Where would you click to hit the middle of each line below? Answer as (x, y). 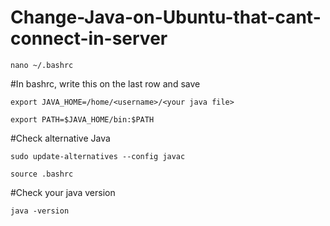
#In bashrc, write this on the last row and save (105, 83)
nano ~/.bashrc (42, 65)
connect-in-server (89, 38)
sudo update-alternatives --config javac (98, 156)
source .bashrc (42, 174)
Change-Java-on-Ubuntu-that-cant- (166, 17)
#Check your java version (63, 192)
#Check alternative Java (60, 138)
